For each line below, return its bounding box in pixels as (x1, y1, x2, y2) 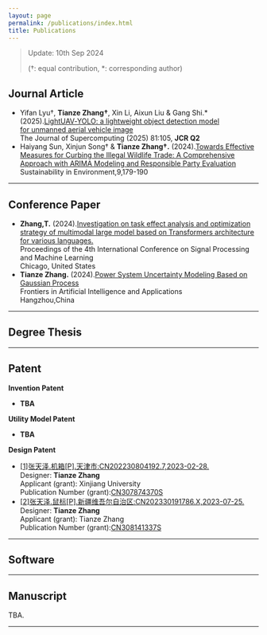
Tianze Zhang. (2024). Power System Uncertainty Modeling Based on (19, 270, 248, 279)
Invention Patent (8, 383, 64, 393)
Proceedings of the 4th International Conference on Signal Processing (19, 245, 250, 253)
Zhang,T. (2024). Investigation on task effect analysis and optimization (19, 219, 251, 228)
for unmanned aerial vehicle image (19, 125, 133, 135)
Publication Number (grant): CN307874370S (19, 487, 164, 496)
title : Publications (8, 26, 77, 34)
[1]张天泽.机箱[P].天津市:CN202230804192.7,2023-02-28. (19, 461, 210, 471)
